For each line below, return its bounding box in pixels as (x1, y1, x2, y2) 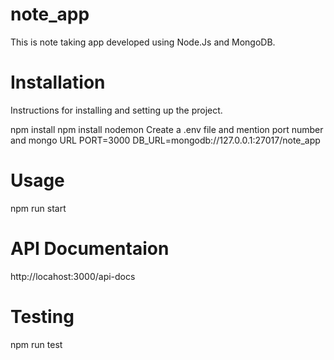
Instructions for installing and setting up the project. (10, 104, 223, 116)
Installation (10, 71, 106, 94)
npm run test (10, 338, 63, 350)
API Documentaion (10, 238, 170, 260)
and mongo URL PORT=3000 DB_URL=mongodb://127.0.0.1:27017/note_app (10, 134, 321, 146)
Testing (10, 305, 75, 328)
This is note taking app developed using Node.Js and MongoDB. (10, 36, 276, 48)
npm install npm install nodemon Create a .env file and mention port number (10, 123, 324, 135)
